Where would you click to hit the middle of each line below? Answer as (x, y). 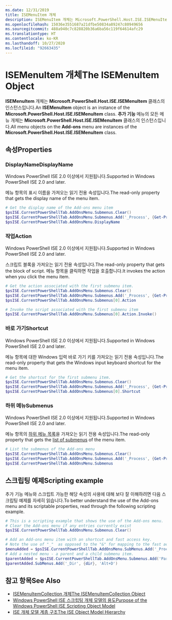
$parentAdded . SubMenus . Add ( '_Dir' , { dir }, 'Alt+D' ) (61, 563)
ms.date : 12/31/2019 (27, 10)
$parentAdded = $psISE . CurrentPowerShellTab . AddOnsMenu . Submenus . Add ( (82, 559)
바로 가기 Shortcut (27, 328)
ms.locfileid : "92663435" (33, 48)
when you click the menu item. (38, 277)
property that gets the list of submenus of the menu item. (66, 440)
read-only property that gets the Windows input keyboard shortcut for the (83, 362)
